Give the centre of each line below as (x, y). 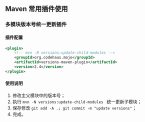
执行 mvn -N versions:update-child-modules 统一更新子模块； (77, 101)
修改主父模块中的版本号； (39, 95)
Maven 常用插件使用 (37, 9)
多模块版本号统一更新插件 (36, 24)
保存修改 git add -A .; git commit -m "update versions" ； (74, 108)
